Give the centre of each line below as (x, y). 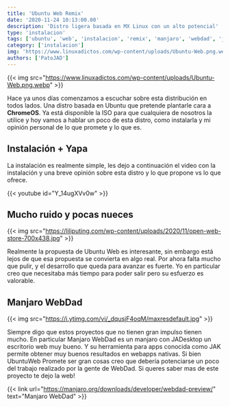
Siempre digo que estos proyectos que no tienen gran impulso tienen (104, 332)
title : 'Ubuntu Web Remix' (46, 13)
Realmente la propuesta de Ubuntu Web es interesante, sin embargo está (110, 251)
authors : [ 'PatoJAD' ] (38, 58)
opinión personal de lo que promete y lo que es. (75, 127)
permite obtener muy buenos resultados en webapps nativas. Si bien (104, 354)
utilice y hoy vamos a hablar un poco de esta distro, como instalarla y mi (109, 120)
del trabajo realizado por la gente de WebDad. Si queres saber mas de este (113, 369)
